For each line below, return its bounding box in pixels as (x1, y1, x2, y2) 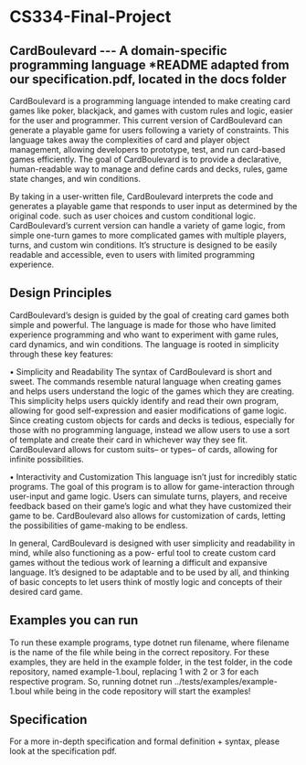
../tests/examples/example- (174, 675, 279, 686)
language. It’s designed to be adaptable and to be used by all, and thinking (9, 567, 290, 578)
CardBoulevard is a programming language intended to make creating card (9, 96, 290, 106)
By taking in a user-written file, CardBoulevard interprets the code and (9, 191, 274, 202)
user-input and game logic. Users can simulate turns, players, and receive (9, 491, 288, 502)
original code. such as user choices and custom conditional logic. (9, 210, 256, 221)
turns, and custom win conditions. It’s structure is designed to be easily (9, 239, 278, 250)
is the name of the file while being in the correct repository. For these (9, 646, 269, 657)
